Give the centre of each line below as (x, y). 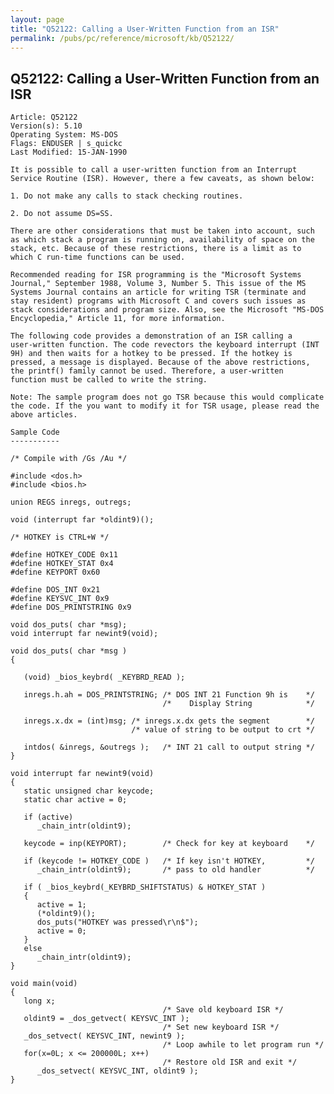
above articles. (44, 415)
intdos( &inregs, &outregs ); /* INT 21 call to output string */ (169, 747)
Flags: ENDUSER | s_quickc (66, 144)
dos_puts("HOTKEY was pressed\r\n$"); (117, 922)
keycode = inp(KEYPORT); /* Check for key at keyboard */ (169, 844)
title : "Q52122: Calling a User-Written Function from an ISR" (145, 29)
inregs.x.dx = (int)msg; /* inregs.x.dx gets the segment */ (169, 721)
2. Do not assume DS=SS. (62, 214)
